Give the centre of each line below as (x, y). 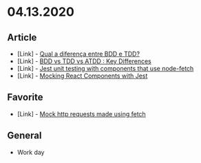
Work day (31, 152)
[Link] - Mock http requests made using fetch (81, 113)
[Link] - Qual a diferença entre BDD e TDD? (78, 54)
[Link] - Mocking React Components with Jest (82, 76)
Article (22, 37)
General (25, 136)
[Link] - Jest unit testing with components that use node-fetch (105, 68)
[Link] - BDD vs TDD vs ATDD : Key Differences (84, 61)
